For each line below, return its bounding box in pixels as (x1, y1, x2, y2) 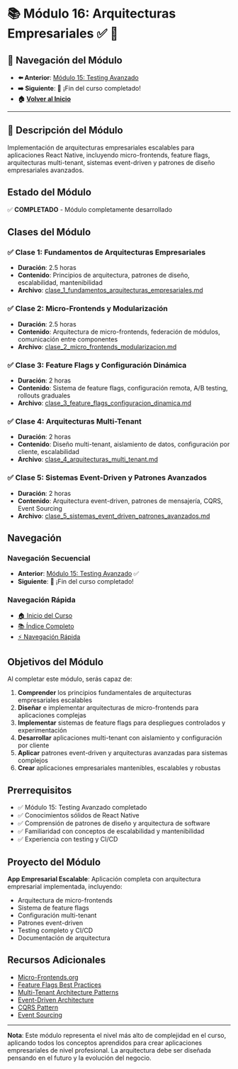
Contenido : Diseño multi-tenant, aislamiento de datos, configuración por (17, 440, 230, 448)
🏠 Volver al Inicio (17, 95, 71, 103)
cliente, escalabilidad (17, 448, 80, 456)
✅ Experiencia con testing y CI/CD (17, 835, 118, 844)
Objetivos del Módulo (7, 656, 104, 668)
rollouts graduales (17, 391, 71, 400)
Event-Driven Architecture (17, 995, 94, 1004)
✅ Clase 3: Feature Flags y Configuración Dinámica (7, 360, 187, 370)
